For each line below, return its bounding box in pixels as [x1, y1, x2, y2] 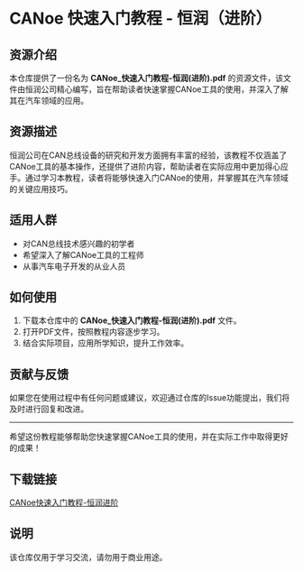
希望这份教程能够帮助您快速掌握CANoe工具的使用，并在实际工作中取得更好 [9, 431, 289, 442]
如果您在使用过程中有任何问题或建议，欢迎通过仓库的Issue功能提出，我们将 [9, 392, 290, 403]
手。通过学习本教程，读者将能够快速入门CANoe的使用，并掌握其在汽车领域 [9, 172, 289, 183]
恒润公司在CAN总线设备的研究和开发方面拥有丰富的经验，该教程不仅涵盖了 [9, 150, 288, 161]
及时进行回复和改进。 [9, 403, 88, 415]
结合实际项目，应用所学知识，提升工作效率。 [22, 337, 189, 348]
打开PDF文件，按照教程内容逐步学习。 [22, 327, 165, 337]
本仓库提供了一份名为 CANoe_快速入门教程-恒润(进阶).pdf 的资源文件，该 [9, 73, 284, 83]
